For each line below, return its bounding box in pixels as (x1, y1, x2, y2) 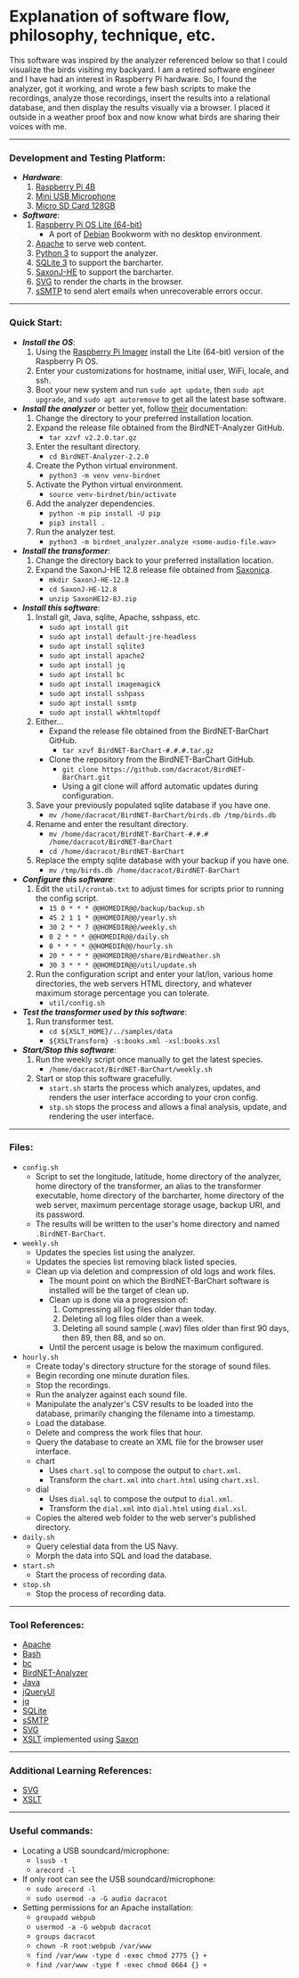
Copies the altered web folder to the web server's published (35, 1512, 256, 1523)
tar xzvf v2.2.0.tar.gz (48, 433, 137, 443)
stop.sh (21, 1580, 51, 1589)
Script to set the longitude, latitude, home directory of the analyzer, (35, 1171, 282, 1181)
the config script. (35, 892, 99, 903)
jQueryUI (21, 1686, 55, 1697)
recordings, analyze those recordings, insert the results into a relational (9, 92, 271, 103)
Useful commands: (9, 1825, 93, 1837)
